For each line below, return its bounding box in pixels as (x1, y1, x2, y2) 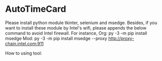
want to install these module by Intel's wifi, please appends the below (5, 25, 147, 30)
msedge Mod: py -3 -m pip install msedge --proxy (5, 35, 108, 41)
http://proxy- (108, 35, 134, 41)
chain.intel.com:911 (5, 40, 44, 46)
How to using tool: (5, 50, 42, 56)
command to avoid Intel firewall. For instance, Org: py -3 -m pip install (5, 30, 147, 36)
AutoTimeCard (5, 3, 67, 15)
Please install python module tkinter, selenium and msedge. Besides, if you (5, 20, 157, 26)
